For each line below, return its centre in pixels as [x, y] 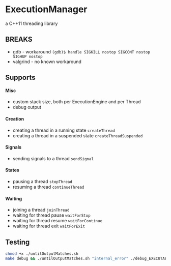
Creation [15, 119]
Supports [20, 78]
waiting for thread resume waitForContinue [58, 221]
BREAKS [19, 39]
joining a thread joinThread [41, 210]
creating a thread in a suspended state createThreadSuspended [78, 135]
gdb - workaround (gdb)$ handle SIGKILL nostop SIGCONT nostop [81, 51]
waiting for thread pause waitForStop [51, 215]
